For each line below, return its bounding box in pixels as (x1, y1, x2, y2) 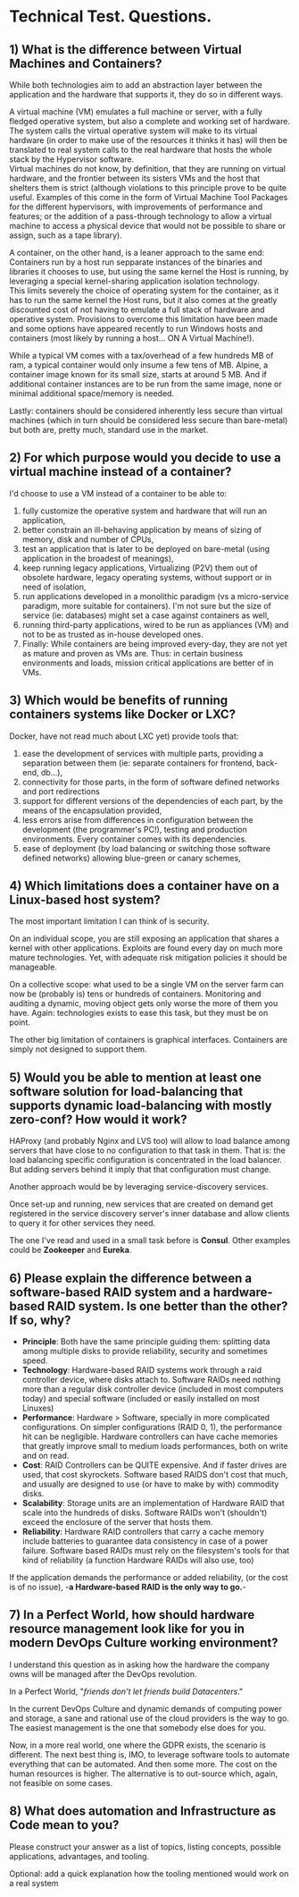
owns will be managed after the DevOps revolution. (9, 1668, 198, 1679)
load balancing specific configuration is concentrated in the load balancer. (9, 1155, 283, 1165)
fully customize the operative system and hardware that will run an (21, 505, 268, 516)
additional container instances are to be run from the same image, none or (9, 378, 283, 389)
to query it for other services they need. (9, 1218, 156, 1229)
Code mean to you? (9, 1817, 120, 1833)
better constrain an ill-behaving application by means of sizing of (21, 524, 262, 535)
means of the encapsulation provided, (21, 805, 162, 816)
